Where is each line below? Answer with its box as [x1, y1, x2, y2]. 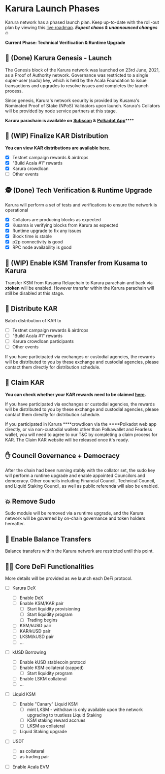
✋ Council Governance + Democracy [5, 452, 120, 460]
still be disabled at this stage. [5, 290, 65, 296]
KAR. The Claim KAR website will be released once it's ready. [5, 437, 130, 442]
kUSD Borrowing [12, 649, 46, 655]
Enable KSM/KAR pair [19, 601, 64, 606]
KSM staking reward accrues [27, 717, 86, 723]
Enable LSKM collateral [19, 675, 67, 681]
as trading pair [19, 754, 49, 760]
